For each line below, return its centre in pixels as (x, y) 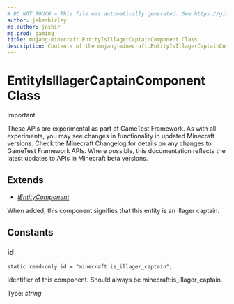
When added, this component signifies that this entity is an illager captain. (114, 210)
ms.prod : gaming (31, 33)
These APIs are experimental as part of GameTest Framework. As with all (112, 128)
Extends (25, 180)
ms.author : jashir (34, 27)
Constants (30, 232)
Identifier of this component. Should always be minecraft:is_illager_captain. (115, 280)
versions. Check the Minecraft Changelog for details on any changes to (109, 143)
